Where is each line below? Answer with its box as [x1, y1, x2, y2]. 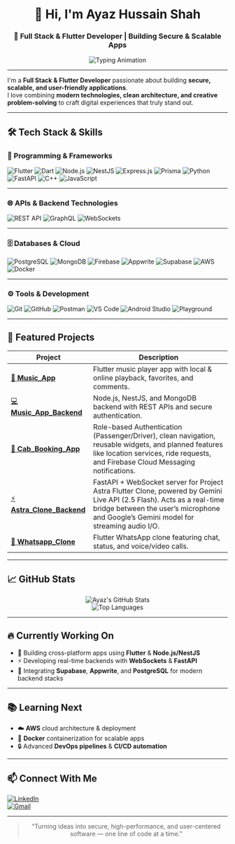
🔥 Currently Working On [7, 630, 114, 642]
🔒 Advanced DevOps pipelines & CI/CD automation [17, 742, 168, 751]
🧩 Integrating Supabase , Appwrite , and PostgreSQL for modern [17, 666, 203, 675]
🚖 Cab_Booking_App [10, 444, 80, 454]
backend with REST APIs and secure [93, 402, 213, 411]
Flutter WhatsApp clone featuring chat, [93, 532, 220, 542]
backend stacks [17, 674, 64, 682]
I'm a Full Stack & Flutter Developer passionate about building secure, [7, 76, 211, 85]
